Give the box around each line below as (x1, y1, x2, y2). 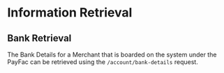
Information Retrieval (7, 5, 133, 21)
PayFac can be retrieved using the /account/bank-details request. (7, 58, 199, 66)
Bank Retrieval (7, 32, 72, 44)
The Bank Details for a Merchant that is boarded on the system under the (7, 50, 217, 59)
